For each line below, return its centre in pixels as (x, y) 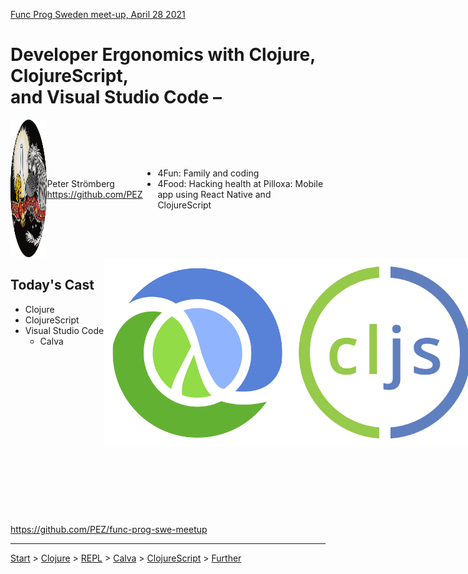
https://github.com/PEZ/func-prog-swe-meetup (109, 529)
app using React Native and (214, 195)
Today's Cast (52, 285)
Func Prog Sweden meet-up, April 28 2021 (98, 14)
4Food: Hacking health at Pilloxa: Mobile (240, 184)
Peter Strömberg (80, 184)
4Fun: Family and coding (208, 173)
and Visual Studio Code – (116, 97)
